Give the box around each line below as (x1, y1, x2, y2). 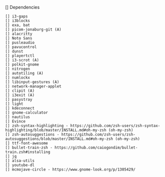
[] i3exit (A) (5, 92, 35, 97)
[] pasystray (5, 97, 33, 102)
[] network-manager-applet (5, 84, 62, 89)
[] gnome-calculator (5, 110, 49, 115)
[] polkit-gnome (5, 62, 39, 67)
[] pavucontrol (5, 44, 37, 49)
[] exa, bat (5, 22, 30, 27)
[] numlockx (5, 75, 30, 80)
